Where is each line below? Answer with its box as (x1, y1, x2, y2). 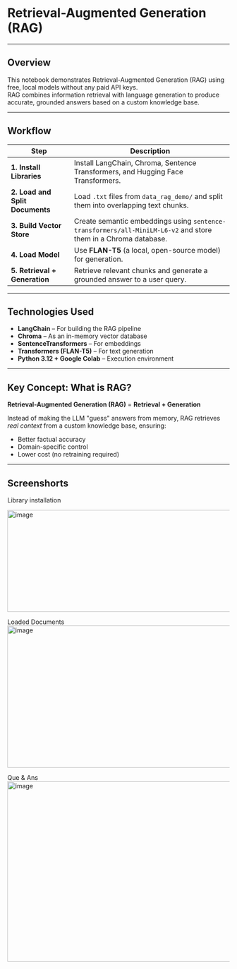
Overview (7, 56, 51, 68)
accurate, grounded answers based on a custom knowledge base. (7, 97, 200, 107)
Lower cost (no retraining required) (17, 450, 120, 459)
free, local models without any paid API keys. (7, 83, 138, 91)
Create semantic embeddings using (73, 216, 192, 226)
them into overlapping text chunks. (73, 200, 189, 210)
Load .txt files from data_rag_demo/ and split (73, 191, 224, 201)
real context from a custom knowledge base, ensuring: (7, 421, 166, 430)
